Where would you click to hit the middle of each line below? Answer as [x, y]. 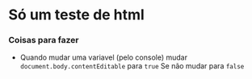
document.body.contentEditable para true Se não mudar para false [132, 66]
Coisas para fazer [44, 40]
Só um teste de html [77, 15]
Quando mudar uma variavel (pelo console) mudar [104, 57]
